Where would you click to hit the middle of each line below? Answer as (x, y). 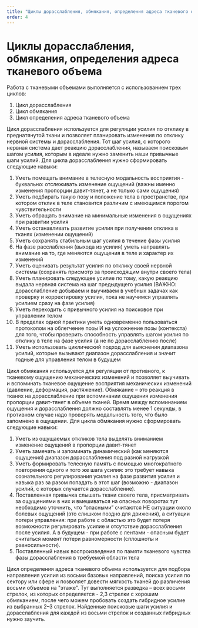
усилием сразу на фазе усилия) (55, 303)
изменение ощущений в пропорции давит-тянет (76, 445)
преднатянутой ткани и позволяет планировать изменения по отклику (95, 135)
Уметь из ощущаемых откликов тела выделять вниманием (89, 439)
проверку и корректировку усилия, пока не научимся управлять (97, 297)
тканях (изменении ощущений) (54, 234)
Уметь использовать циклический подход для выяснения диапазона (102, 347)
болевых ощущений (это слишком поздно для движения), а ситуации (103, 514)
